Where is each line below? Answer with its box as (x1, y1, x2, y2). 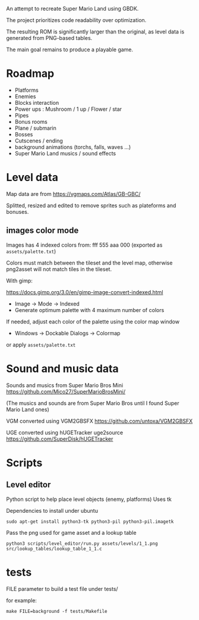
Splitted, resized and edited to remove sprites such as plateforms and (6, 202, 176, 209)
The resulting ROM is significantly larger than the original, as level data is (6, 28, 185, 35)
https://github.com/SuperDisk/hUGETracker (6, 435, 113, 443)
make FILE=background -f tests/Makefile (6, 608, 108, 614)
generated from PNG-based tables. (6, 35, 93, 41)
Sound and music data (6, 362, 119, 375)
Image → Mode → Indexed (14, 300, 80, 307)
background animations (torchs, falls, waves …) (14, 143, 131, 151)
